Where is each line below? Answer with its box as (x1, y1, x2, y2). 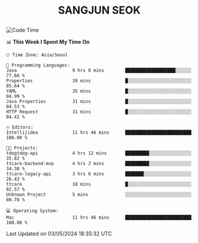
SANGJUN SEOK (58, 4, 141, 17)
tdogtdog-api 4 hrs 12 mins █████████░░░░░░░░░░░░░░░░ (6, 150, 192, 157)
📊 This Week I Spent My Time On (6, 38, 90, 46)
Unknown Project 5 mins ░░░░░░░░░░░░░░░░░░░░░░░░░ (6, 192, 192, 198)
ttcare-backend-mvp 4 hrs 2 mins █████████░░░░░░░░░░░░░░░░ (6, 161, 192, 167)
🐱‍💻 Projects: (6, 145, 38, 151)
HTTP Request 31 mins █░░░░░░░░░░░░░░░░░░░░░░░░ (6, 109, 192, 115)
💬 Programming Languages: (6, 63, 70, 69)
